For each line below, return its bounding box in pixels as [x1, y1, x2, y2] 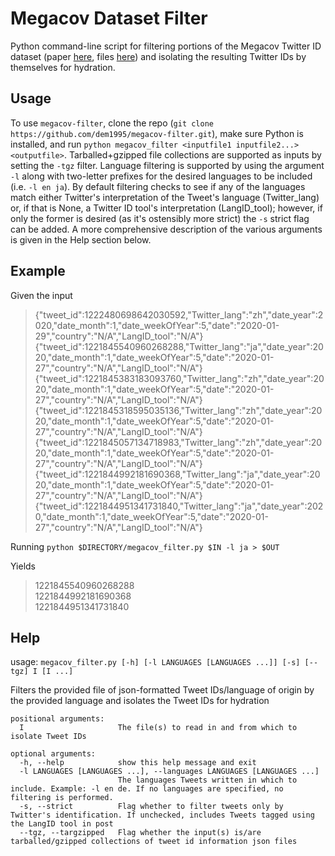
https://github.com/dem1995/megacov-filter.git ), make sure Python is [10, 127, 304, 139]
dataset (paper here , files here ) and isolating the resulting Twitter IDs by [10, 50, 307, 62]
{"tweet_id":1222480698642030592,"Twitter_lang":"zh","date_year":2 [34, 308, 324, 321]
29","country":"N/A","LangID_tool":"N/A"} [34, 330, 204, 342]
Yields [10, 560, 37, 572]
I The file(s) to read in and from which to [19, 723, 298, 733]
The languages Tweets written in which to [117, 775, 298, 786]
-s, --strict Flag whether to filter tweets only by [19, 802, 284, 812]
